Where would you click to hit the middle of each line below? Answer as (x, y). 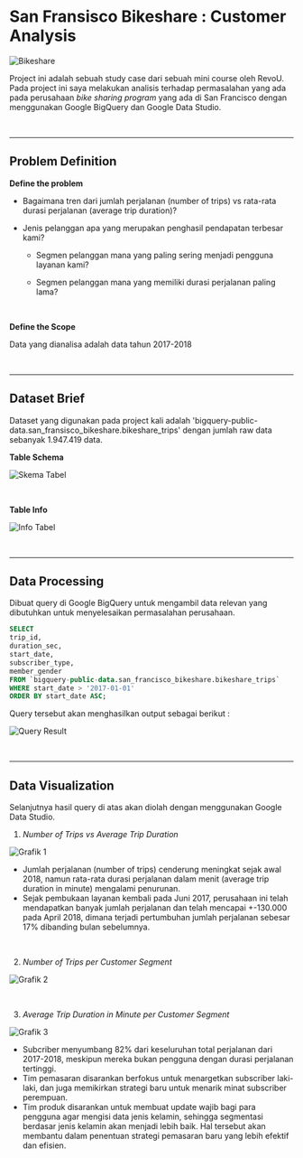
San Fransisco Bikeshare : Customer (148, 17)
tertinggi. (39, 1069)
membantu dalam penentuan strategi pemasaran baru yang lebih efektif (156, 1136)
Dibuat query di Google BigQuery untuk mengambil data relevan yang (138, 603)
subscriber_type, (42, 663)
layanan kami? (62, 265)
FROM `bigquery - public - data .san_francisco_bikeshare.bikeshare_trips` (145, 679)
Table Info (28, 509)
